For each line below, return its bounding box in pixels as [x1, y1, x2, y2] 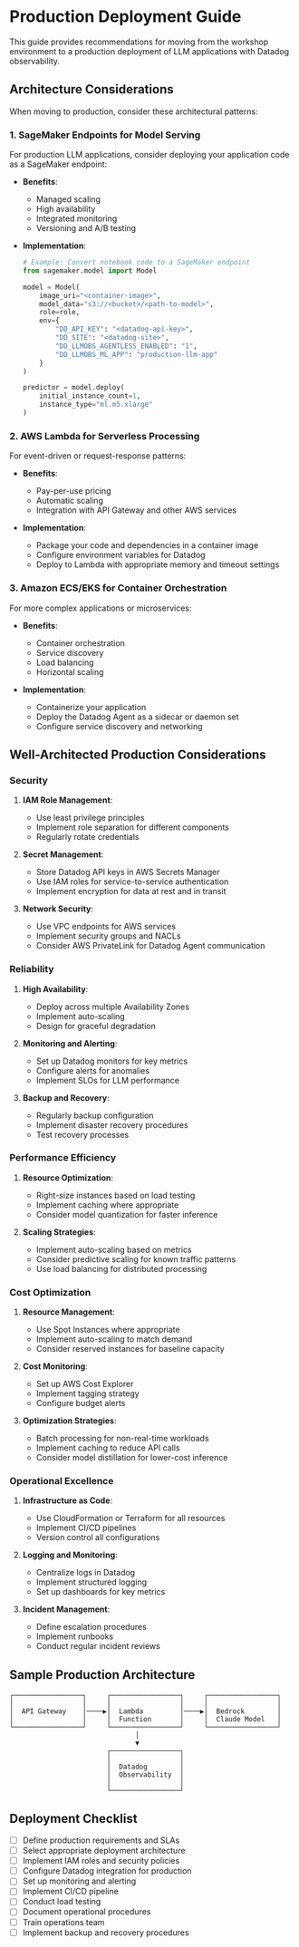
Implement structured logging [35, 1576, 148, 1587]
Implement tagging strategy [35, 1388, 140, 1399]
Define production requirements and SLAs [22, 1835, 180, 1846]
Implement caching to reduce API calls [35, 1442, 180, 1453]
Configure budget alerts [35, 1398, 126, 1409]
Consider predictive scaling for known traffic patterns [35, 1253, 236, 1265]
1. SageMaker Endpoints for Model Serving [9, 129, 201, 141]
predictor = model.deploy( [22, 383, 125, 392]
